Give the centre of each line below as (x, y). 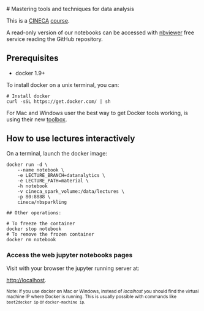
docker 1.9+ (30, 73)
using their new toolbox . (37, 119)
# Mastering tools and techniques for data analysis (70, 9)
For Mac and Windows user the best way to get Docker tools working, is (97, 113)
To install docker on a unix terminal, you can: (63, 84)
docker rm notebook (31, 239)
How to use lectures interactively (71, 139)
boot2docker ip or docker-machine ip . (46, 302)
